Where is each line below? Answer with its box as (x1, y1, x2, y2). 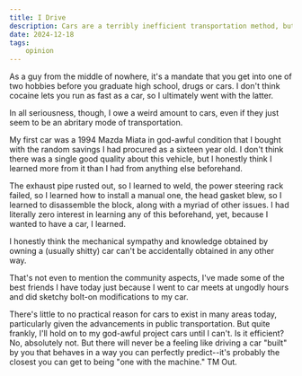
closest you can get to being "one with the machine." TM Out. (9, 356, 238, 368)
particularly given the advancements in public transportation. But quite (9, 319, 271, 329)
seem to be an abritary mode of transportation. (9, 118, 183, 128)
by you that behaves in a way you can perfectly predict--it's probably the (9, 347, 280, 358)
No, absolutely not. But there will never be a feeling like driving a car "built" (9, 337, 288, 348)
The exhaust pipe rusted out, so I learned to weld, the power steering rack (9, 180, 284, 191)
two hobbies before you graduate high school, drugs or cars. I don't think (9, 81, 280, 92)
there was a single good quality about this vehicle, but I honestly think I (9, 153, 272, 164)
